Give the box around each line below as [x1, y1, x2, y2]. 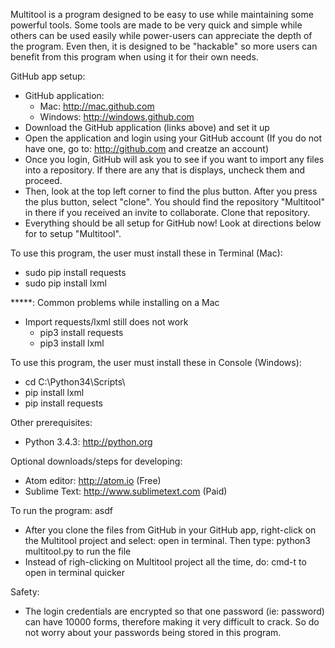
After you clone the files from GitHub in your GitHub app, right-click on [24, 524, 317, 536]
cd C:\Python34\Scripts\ [24, 376, 126, 388]
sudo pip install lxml [24, 277, 107, 289]
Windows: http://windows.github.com [39, 111, 195, 123]
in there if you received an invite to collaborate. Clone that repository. [24, 207, 311, 218]
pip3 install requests [39, 327, 124, 338]
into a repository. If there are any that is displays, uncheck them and [24, 164, 305, 176]
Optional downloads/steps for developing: [10, 455, 183, 467]
